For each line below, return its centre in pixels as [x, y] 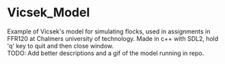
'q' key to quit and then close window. [61, 46]
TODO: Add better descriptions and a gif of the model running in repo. [106, 53]
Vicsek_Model [49, 13]
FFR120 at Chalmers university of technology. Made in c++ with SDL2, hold [113, 38]
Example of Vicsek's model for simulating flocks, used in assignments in [109, 31]
